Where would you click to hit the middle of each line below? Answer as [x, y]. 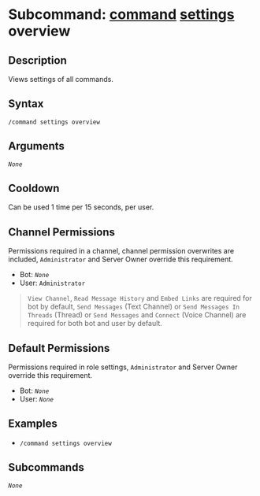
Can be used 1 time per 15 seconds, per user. [81, 207]
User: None [36, 399]
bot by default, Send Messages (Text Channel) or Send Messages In [134, 307]
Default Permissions [59, 348]
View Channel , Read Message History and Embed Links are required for [139, 298]
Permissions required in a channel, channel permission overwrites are [121, 251]
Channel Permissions [62, 232]
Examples [33, 424]
